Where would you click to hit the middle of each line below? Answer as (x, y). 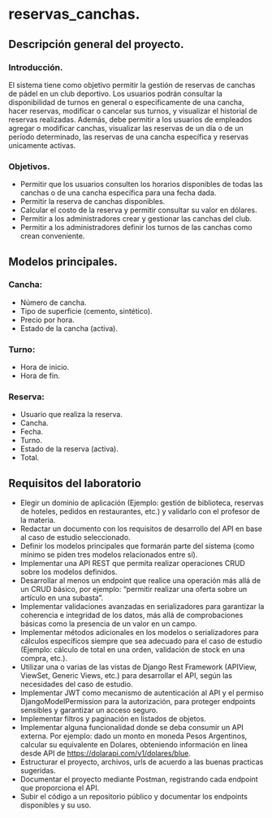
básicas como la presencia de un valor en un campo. (108, 624)
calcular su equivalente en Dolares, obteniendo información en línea (134, 745)
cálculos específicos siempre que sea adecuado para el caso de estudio (141, 641)
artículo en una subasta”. (62, 598)
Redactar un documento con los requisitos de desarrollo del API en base (141, 529)
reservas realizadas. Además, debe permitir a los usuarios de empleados (130, 120)
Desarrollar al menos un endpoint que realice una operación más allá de (140, 581)
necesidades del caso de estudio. (76, 685)
